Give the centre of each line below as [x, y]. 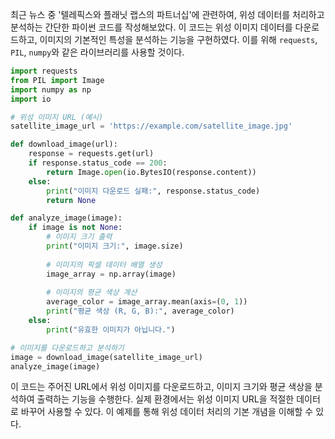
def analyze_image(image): [66, 218]
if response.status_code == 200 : [98, 163]
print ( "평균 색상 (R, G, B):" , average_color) [140, 311]
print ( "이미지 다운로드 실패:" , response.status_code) [153, 191]
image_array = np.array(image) [111, 274]
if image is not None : [75, 228]
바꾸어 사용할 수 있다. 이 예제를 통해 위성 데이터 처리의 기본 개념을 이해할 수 [167, 412]
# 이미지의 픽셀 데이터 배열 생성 [104, 264]
